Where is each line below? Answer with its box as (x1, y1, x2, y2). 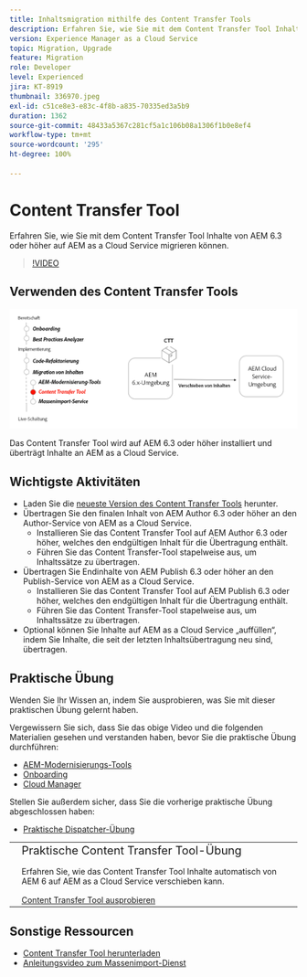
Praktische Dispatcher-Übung (22, 823, 135, 834)
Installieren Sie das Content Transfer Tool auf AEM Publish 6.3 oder (36, 586, 290, 597)
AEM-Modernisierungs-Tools (22, 759, 132, 770)
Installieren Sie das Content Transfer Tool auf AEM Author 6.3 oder (36, 527, 288, 538)
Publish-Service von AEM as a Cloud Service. (22, 576, 195, 587)
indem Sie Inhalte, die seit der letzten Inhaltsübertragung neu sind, (22, 634, 274, 645)
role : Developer (9, 63, 71, 72)
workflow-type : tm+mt (9, 131, 92, 140)
